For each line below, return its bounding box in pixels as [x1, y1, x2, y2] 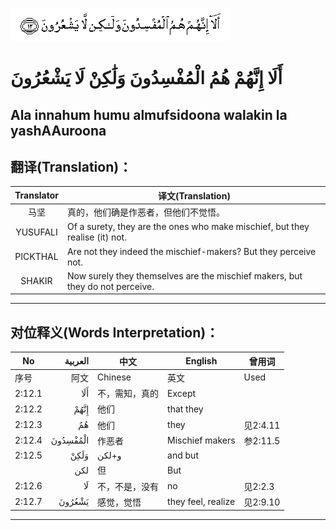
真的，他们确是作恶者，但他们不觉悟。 [66, 206, 225, 218]
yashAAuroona [10, 122, 107, 139]
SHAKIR [20, 275, 53, 287]
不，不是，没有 [97, 480, 160, 492]
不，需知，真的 [97, 388, 160, 400]
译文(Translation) [158, 189, 231, 202]
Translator [14, 189, 59, 202]
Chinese [97, 371, 132, 383]
